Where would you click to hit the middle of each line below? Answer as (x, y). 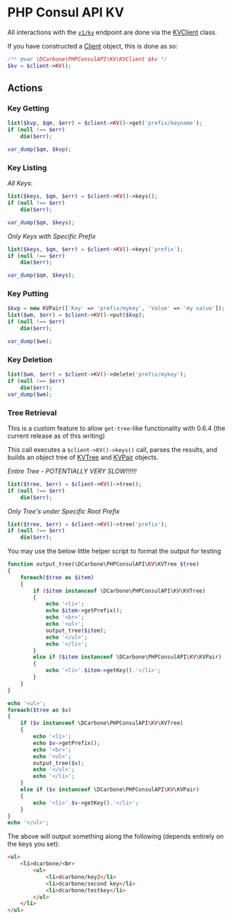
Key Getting (29, 108)
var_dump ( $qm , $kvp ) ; (40, 149)
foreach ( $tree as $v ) (40, 710)
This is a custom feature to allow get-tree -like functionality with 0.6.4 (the (116, 428)
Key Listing (27, 167)
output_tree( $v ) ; (59, 763)
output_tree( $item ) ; (76, 630)
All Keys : (20, 184)
